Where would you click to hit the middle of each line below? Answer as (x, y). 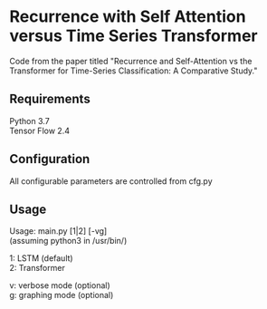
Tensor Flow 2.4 (40, 130)
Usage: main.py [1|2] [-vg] (58, 231)
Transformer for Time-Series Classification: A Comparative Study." (133, 71)
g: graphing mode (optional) (62, 295)
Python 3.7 (29, 121)
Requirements (50, 99)
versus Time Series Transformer (133, 36)
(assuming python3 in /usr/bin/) (68, 241)
